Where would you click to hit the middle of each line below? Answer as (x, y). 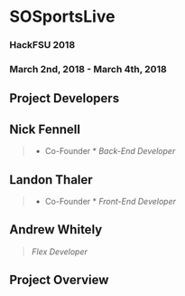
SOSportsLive (62, 17)
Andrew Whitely (56, 229)
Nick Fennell (45, 129)
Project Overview (59, 280)
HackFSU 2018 (42, 45)
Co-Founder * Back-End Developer (110, 151)
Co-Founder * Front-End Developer (111, 202)
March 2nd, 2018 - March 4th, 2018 (88, 70)
